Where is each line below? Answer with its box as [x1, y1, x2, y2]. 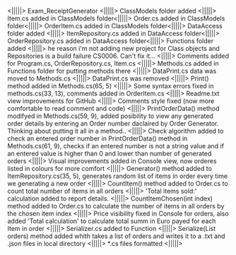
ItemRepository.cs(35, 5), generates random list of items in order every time [7, 172, 228, 180]
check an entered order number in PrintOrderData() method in [7, 134, 188, 143]
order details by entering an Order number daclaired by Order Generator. [7, 119, 219, 127]
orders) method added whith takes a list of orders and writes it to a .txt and [7, 232, 225, 240]
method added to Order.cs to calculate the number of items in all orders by [7, 202, 225, 210]
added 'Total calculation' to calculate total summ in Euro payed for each [7, 217, 216, 225]
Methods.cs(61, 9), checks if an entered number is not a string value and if [7, 142, 225, 150]
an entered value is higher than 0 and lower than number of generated [7, 149, 212, 158]
